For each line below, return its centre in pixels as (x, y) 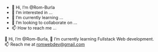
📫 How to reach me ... (34, 28)
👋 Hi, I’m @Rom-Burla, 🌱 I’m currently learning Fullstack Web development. (79, 39)
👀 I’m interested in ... (32, 12)
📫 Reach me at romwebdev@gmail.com (45, 44)
